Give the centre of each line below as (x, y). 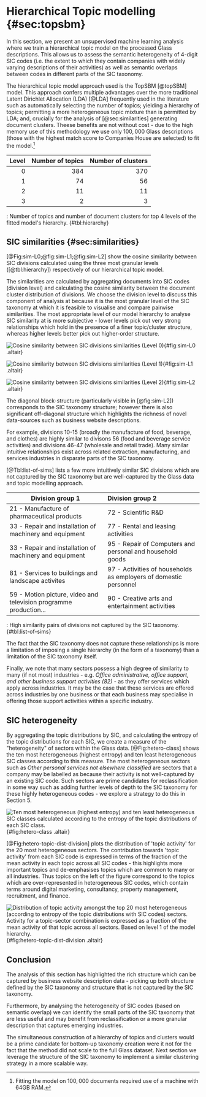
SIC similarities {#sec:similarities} (73, 241)
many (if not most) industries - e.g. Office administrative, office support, (97, 675)
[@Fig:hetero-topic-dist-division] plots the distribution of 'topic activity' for (101, 844)
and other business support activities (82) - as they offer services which (98, 682)
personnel (122, 585)
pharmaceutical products (46, 517)
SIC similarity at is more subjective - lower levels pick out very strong (93, 321)
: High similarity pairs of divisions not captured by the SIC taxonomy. (93, 625)
